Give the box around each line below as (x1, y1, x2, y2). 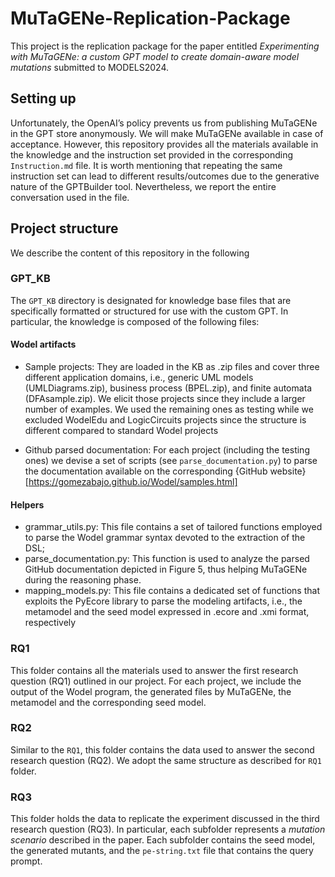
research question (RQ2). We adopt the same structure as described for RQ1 (10, 754, 322, 766)
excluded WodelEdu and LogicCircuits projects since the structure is (24, 414, 307, 426)
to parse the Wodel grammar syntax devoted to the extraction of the (24, 532, 306, 544)
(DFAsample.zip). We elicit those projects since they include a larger (24, 393, 306, 405)
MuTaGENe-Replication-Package (10, 7, 291, 30)
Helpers (10, 498, 45, 511)
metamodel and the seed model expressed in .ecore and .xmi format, (24, 606, 310, 618)
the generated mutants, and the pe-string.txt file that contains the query (10, 845, 314, 857)
